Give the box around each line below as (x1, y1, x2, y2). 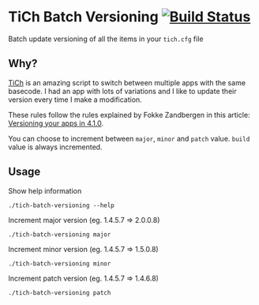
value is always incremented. (8, 142, 103, 152)
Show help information (8, 186, 82, 195)
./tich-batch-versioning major (8, 230, 111, 239)
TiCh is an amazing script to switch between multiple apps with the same (8, 77, 246, 87)
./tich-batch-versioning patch (8, 288, 111, 296)
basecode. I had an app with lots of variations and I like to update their (8, 86, 237, 96)
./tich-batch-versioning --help (8, 201, 114, 209)
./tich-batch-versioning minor (8, 259, 111, 268)
